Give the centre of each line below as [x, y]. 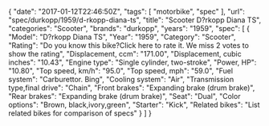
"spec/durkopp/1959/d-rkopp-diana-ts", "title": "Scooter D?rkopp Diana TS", [135, 20]
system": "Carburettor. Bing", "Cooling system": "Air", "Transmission [121, 79]
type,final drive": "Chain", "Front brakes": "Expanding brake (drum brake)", [132, 88]
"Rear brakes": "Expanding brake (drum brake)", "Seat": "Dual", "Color [124, 96]
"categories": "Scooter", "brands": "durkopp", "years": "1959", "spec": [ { [129, 28]
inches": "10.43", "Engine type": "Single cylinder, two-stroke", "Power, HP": [132, 62]
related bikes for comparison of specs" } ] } [80, 113]
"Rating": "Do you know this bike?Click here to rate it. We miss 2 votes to [128, 45]
